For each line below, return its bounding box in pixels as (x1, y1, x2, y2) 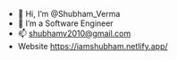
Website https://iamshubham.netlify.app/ (17, 41, 168, 51)
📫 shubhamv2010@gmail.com (17, 28, 131, 39)
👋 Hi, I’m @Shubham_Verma (17, 9, 121, 19)
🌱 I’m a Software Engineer (17, 18, 114, 29)
